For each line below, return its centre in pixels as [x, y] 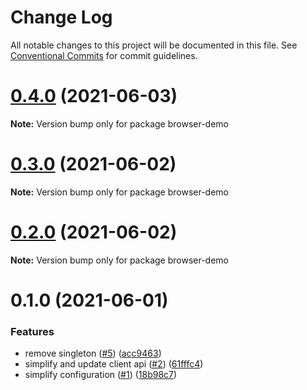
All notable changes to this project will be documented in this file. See [154, 45]
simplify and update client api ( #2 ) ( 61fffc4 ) [114, 364]
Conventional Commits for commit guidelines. [104, 55]
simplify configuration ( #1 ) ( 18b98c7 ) [101, 375]
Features [32, 331]
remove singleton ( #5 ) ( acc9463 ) [93, 353]
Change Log [61, 17]
